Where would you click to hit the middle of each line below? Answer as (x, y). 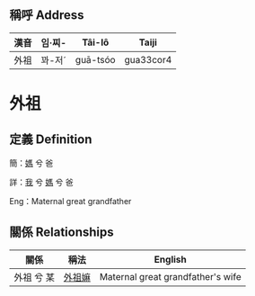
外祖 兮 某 (35, 277)
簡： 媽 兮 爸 (31, 163)
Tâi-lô (96, 42)
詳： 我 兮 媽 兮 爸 (41, 182)
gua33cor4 (148, 59)
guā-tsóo (95, 59)
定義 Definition (51, 140)
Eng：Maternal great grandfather (70, 201)
